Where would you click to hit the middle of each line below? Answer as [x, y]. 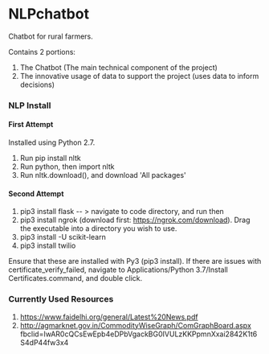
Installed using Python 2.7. [52, 142]
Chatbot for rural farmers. [51, 36]
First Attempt [31, 125]
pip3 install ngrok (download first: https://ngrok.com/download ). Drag [135, 220]
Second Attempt [36, 193]
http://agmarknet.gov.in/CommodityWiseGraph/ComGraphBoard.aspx [135, 325]
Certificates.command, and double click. [75, 278]
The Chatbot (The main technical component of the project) [119, 67]
